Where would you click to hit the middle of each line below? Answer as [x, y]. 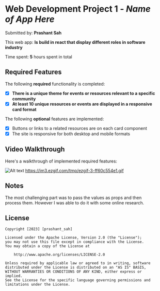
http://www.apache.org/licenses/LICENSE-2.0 [59, 255]
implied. [14, 276]
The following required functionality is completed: [55, 84]
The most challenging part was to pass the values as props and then [73, 198]
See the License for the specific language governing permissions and [78, 280]
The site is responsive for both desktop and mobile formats [71, 134]
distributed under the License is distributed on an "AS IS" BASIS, [76, 268]
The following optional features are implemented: [55, 119]
